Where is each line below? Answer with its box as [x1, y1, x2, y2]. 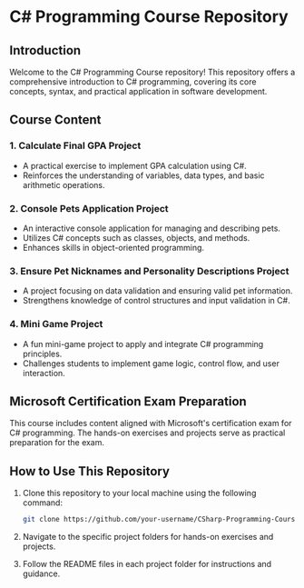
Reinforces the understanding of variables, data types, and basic [22, 170, 265, 181]
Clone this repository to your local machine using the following [22, 488, 257, 499]
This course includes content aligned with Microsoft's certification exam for [9, 418, 292, 429]
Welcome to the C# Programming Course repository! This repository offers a [9, 66, 296, 77]
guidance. [22, 568, 61, 579]
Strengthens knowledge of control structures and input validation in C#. [22, 295, 290, 306]
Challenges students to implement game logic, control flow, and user [22, 357, 279, 369]
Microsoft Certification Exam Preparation [9, 394, 247, 409]
